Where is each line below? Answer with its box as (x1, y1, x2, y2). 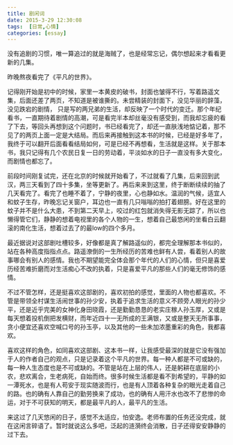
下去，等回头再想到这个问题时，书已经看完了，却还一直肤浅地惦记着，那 (12, 122, 220, 131)
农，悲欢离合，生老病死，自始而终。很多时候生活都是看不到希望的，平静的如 (7, 372, 226, 380)
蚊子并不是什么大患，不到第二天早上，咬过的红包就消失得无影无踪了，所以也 (7, 206, 226, 215)
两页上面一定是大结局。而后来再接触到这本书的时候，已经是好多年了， (25, 131, 226, 140)
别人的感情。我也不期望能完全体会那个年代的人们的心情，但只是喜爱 (31, 256, 226, 265)
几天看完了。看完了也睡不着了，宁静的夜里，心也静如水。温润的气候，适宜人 (7, 189, 226, 198)
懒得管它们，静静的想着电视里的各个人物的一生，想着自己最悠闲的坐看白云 (7, 215, 220, 224)
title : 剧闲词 (7, 10, 45, 17)
